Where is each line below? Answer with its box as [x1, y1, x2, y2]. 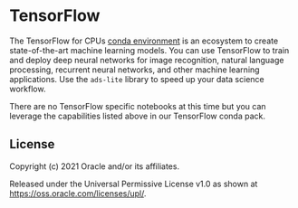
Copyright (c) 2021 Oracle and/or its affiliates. [9, 160, 179, 172]
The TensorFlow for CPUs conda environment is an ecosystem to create [9, 35, 279, 46]
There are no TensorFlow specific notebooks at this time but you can [9, 100, 266, 111]
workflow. [9, 83, 46, 94]
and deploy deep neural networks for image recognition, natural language [9, 54, 284, 65]
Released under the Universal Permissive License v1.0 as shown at [9, 178, 258, 189]
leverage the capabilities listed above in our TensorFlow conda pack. [9, 110, 265, 121]
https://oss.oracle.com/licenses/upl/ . [9, 187, 147, 199]
